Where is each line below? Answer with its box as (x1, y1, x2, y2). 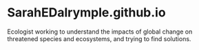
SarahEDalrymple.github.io (7, 5, 167, 21)
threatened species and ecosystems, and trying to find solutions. (7, 34, 191, 42)
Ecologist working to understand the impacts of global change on (7, 27, 193, 36)
